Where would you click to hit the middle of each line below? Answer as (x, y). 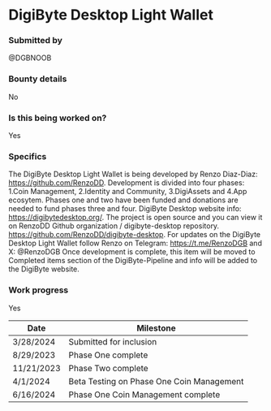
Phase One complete (108, 355)
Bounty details (38, 79)
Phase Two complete (108, 368)
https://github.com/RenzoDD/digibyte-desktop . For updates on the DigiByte (135, 235)
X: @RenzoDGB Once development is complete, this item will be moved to (132, 252)
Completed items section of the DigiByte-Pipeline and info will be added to (133, 261)
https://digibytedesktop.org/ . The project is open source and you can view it (135, 218)
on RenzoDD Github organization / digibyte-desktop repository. (114, 226)
